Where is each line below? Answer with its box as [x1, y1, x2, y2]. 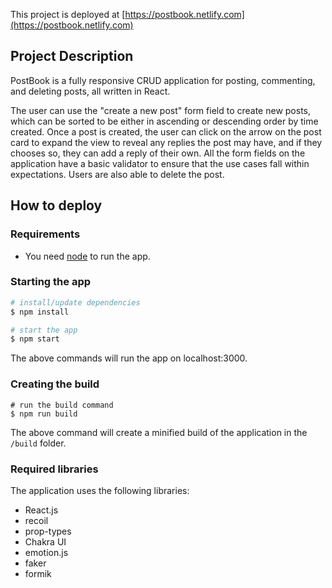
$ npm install [10, 307, 70, 317]
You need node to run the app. [24, 250, 151, 262]
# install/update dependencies [10, 297, 141, 308]
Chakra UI [24, 535, 67, 548]
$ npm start [10, 334, 60, 344]
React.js [24, 504, 59, 516]
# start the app [10, 325, 78, 335]
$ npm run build [10, 409, 78, 419]
